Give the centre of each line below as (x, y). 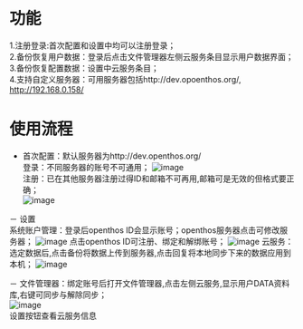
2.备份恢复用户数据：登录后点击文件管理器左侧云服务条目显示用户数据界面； (151, 56)
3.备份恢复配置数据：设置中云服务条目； (85, 68)
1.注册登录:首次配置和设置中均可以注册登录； (93, 45)
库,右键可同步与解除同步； (58, 295)
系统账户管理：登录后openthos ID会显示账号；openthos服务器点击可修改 (145, 230)
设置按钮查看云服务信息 (53, 315)
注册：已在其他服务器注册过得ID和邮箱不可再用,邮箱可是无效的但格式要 (154, 179)
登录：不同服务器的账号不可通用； (86, 167)
